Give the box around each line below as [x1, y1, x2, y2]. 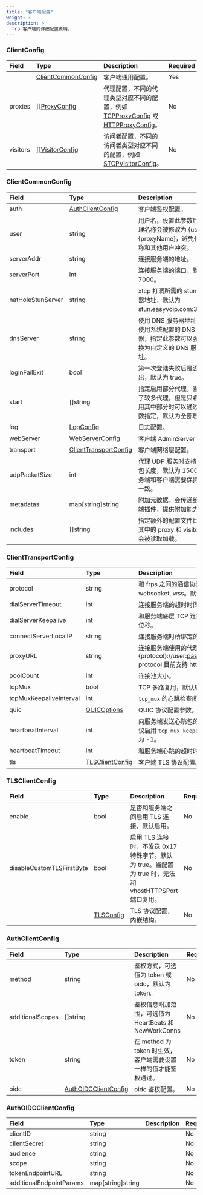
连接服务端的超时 [138, 601, 187, 609]
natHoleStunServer [9, 295, 63, 304]
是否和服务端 [130, 804, 167, 812]
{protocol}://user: [138, 652, 187, 660]
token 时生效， [134, 1046, 176, 1055]
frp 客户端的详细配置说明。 [11, 25, 72, 32]
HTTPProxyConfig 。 [103, 121, 161, 129]
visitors [9, 145, 30, 153]
